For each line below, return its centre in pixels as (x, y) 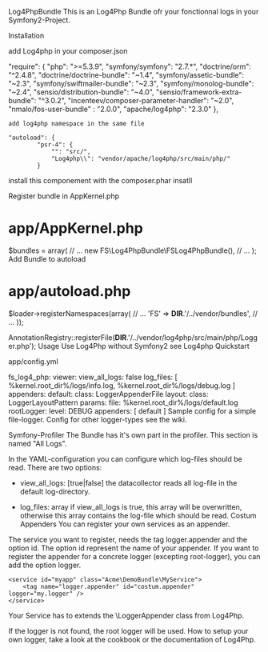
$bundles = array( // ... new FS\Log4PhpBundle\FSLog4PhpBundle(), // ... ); (133, 250)
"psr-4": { (55, 145)
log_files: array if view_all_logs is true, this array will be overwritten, (131, 506)
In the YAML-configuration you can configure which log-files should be (125, 458)
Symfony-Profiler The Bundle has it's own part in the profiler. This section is (133, 434)
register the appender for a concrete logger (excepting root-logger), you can (134, 556)
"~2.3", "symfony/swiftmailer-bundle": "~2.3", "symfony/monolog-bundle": (131, 84)
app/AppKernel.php (76, 228)
